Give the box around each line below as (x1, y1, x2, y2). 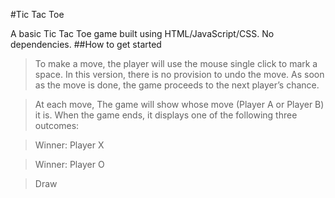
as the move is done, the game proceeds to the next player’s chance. (34, 79, 320, 91)
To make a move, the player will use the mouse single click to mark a (34, 58, 318, 69)
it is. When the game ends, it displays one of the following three (34, 109, 298, 121)
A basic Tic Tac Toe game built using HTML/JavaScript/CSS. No (10, 28, 275, 39)
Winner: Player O (34, 159, 105, 170)
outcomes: (34, 120, 80, 131)
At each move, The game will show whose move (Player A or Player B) (34, 99, 325, 110)
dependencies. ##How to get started (10, 39, 162, 50)
